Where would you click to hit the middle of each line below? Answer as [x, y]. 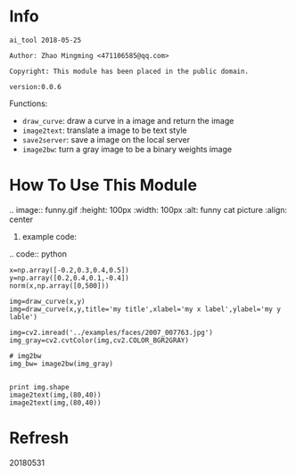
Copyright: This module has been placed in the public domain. [129, 71]
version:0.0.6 [36, 86]
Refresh [39, 438]
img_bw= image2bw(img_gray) [62, 364]
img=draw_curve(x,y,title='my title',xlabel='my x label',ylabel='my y [145, 309]
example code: [49, 236]
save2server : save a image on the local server [106, 139]
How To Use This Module [103, 185]
